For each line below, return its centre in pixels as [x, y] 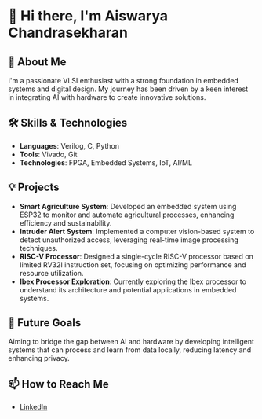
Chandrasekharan [68, 33]
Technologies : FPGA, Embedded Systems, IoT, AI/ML [106, 162]
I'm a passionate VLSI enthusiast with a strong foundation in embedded [124, 81]
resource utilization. [51, 273]
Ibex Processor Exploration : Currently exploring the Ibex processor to [133, 281]
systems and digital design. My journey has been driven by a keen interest [128, 89]
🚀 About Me [37, 62]
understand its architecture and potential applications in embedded [128, 289]
